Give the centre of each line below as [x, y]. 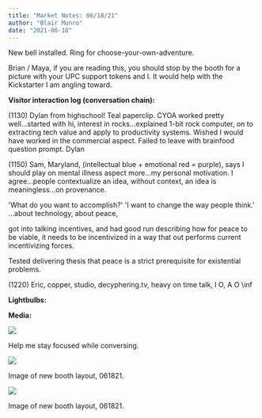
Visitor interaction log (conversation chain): [82, 101]
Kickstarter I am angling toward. [60, 85]
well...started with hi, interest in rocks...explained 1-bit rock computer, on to [131, 124]
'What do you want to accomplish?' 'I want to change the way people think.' [131, 205]
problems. [25, 269]
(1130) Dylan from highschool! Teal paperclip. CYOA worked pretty [116, 116]
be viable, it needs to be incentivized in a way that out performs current [125, 237]
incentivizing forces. [42, 245]
